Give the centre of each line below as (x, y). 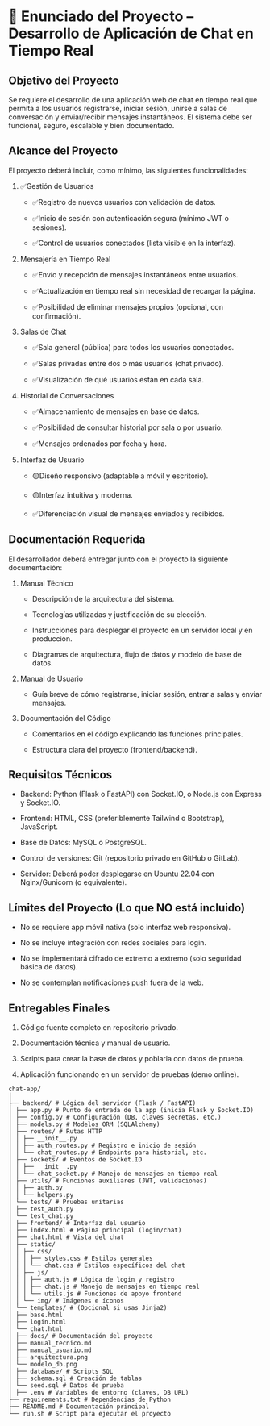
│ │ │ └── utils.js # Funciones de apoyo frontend (95, 1294)
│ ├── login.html (37, 1322)
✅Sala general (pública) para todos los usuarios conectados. (133, 347)
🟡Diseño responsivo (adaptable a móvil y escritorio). (120, 476)
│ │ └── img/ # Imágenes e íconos (66, 1301)
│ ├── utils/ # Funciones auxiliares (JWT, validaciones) (108, 1181)
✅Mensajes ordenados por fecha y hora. (100, 444)
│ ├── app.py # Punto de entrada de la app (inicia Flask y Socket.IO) (131, 1111)
